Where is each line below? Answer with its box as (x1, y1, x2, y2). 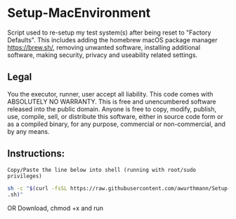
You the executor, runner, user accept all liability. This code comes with (7, 89, 214, 98)
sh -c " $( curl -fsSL (7, 184, 68, 192)
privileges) (7, 173, 42, 180)
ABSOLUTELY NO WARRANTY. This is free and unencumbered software (7, 97, 216, 106)
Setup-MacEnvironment (7, 5, 151, 21)
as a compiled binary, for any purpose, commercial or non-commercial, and (7, 120, 226, 128)
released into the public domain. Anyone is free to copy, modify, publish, (7, 104, 216, 113)
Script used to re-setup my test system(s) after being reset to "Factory (7, 28, 211, 37)
